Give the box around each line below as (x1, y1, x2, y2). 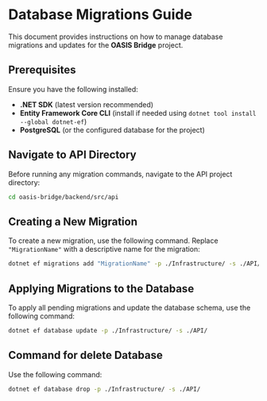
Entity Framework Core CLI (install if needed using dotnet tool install (19, 108, 257, 118)
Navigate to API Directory (8, 148, 137, 162)
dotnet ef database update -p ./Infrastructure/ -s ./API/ (8, 326, 208, 334)
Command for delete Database (8, 349, 163, 362)
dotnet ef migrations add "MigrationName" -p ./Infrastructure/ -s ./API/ (8, 260, 261, 268)
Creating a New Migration (8, 214, 137, 228)
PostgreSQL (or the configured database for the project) (19, 125, 205, 134)
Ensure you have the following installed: (8, 84, 139, 94)
